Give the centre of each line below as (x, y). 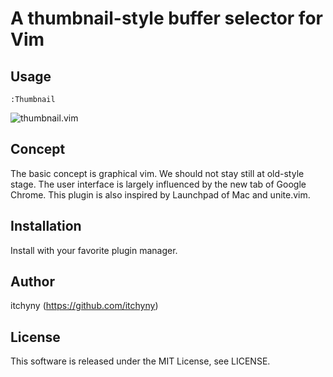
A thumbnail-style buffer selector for (166, 18)
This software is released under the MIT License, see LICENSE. (140, 361)
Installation (46, 226)
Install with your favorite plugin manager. (94, 250)
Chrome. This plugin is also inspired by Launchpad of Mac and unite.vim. (160, 194)
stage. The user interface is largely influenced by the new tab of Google (158, 184)
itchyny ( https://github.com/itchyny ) (84, 306)
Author (32, 282)
